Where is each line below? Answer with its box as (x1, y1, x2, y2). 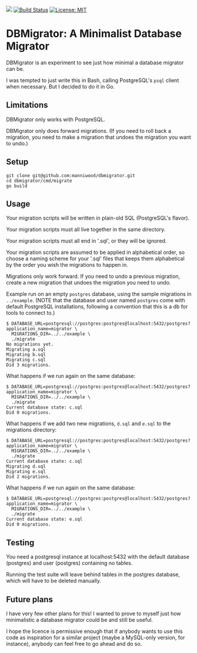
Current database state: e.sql (6, 517, 83, 523)
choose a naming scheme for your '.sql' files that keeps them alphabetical (6, 255, 185, 262)
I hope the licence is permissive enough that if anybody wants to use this (6, 628, 183, 635)
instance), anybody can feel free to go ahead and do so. (6, 641, 142, 647)
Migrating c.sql (6, 357, 46, 363)
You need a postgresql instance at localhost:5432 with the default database (6, 553, 190, 560)
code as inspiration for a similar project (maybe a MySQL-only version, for (6, 634, 185, 641)
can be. (6, 65, 25, 72)
